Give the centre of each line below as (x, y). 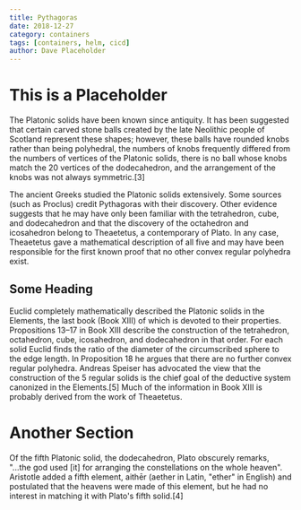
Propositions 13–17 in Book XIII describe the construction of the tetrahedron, (149, 330)
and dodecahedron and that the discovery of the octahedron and (129, 223)
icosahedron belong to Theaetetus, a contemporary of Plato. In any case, (144, 233)
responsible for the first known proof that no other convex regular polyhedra (150, 252)
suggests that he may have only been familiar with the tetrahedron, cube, (144, 214)
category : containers (50, 34)
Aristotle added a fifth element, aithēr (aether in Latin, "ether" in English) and (150, 477)
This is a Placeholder (88, 95)
